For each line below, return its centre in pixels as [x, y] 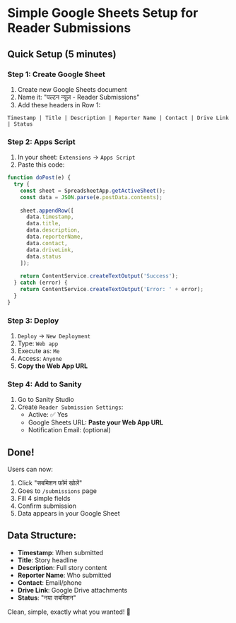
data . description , [53, 230]
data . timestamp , [50, 217]
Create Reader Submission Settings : [70, 407]
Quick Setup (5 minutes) [62, 54]
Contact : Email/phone [50, 582]
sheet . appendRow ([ [47, 210]
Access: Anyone [40, 358]
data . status [43, 256]
